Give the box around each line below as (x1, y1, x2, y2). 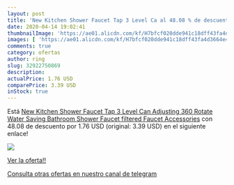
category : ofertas (7, 50, 61, 57)
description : (7, 68, 45, 75)
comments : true (7, 43, 52, 50)
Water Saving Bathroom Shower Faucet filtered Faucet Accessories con (7, 114, 213, 123)
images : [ (7, 36, 36, 43)
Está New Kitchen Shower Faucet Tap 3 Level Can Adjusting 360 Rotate (7, 108, 213, 116)
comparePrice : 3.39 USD (7, 82, 77, 89)
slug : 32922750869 (7, 62, 61, 69)
